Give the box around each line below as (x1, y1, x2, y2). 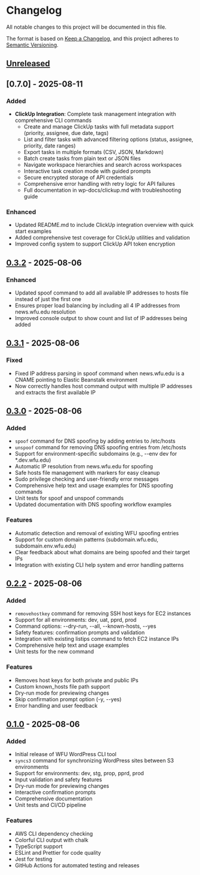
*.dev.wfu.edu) (14, 456, 51, 463)
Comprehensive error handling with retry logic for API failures (23, 180, 175, 188)
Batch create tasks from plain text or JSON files (23, 155, 141, 162)
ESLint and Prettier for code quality (14, 849, 101, 856)
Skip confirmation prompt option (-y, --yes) (14, 695, 122, 702)
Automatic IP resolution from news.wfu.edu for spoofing (14, 463, 153, 470)
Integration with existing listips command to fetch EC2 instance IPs (14, 635, 179, 643)
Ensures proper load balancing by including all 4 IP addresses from (14, 302, 180, 309)
